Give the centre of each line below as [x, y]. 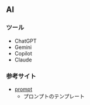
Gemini [23, 47]
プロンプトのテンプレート [54, 96]
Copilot [23, 53]
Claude [23, 60]
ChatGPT [25, 41]
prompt [23, 89]
